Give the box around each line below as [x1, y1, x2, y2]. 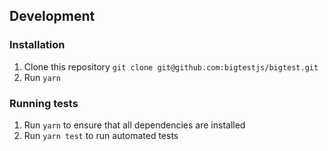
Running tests [9, 96, 79, 110]
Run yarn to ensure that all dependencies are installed [23, 119, 246, 131]
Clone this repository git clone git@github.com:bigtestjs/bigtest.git [23, 60, 319, 73]
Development [9, 8, 96, 25]
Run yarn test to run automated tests [23, 129, 179, 141]
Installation [9, 38, 66, 52]
